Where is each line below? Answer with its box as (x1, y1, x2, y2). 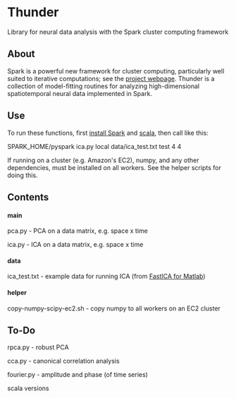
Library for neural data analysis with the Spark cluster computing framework (7, 28, 229, 36)
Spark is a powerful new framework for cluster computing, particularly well (7, 66, 225, 75)
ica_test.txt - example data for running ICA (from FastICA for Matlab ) (7, 272, 206, 281)
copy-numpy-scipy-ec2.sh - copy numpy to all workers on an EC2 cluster (7, 304, 221, 313)
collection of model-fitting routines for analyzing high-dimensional (7, 82, 199, 90)
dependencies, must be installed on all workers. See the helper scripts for (7, 163, 222, 171)
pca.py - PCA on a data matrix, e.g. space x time (7, 227, 148, 235)
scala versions (7, 384, 49, 392)
